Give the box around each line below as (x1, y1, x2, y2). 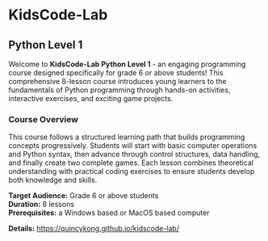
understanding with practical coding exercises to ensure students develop (8, 167, 255, 176)
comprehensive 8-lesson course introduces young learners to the (8, 77, 228, 86)
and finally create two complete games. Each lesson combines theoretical (8, 158, 254, 167)
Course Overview (8, 113, 79, 125)
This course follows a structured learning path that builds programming (8, 132, 245, 142)
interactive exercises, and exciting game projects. (8, 94, 174, 103)
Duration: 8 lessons (8, 200, 75, 209)
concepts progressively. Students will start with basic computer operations (8, 141, 258, 150)
